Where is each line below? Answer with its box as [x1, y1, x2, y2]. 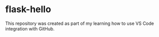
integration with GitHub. [5, 25, 55, 31]
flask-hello [5, 4, 51, 15]
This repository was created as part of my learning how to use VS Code [5, 20, 154, 26]
